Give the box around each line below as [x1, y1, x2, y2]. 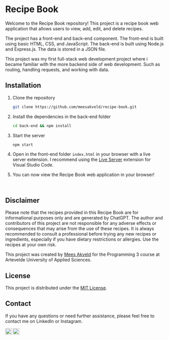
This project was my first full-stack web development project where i [5, 55, 148, 62]
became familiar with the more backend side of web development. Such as [5, 61, 160, 67]
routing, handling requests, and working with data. [5, 67, 110, 73]
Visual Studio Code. [12, 162, 54, 168]
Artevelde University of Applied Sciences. [5, 257, 92, 263]
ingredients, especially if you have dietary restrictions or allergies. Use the [5, 236, 159, 243]
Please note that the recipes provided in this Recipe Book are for [5, 209, 139, 215]
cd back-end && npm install [12, 123, 71, 128]
